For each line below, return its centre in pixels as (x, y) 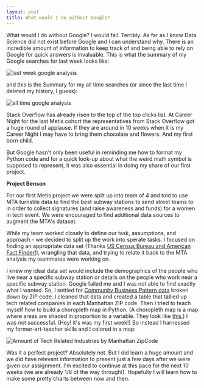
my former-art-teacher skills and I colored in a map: (71, 329)
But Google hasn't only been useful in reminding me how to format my (94, 152)
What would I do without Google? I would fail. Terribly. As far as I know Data (101, 35)
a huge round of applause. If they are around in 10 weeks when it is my (95, 127)
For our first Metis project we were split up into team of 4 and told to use (97, 195)
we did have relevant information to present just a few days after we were (98, 359)
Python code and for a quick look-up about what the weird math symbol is (99, 158)
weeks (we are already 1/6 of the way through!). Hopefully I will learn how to (102, 372)
